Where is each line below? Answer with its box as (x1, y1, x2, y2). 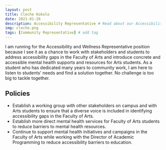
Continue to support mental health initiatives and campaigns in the (12, 129, 148, 135)
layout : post (5, 7, 32, 12)
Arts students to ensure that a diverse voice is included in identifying (12, 108, 152, 113)
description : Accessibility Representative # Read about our (5, 21, 134, 26)
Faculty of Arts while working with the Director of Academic (12, 134, 134, 140)
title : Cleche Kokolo (5, 12, 50, 17)
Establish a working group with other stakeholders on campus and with (12, 102, 157, 109)
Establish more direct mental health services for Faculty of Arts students (12, 118, 160, 124)
